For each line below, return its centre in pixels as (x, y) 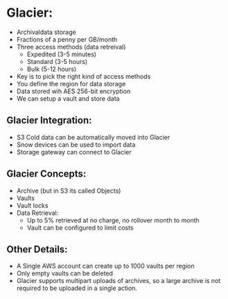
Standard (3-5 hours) (57, 61)
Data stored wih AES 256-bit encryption (73, 91)
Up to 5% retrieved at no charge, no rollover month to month (113, 220)
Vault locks (32, 205)
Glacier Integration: (49, 121)
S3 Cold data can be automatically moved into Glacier (93, 137)
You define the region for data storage (71, 83)
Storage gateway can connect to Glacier (74, 152)
